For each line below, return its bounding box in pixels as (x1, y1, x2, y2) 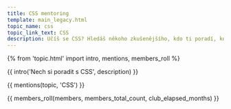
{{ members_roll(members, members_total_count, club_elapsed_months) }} (7, 94, 220, 103)
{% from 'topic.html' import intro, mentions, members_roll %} (7, 54, 180, 62)
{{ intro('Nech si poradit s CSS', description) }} (7, 68, 139, 76)
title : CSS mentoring (7, 10, 69, 17)
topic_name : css (7, 23, 54, 29)
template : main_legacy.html (7, 16, 88, 23)
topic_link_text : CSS (7, 29, 69, 36)
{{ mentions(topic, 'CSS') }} (7, 81, 85, 89)
